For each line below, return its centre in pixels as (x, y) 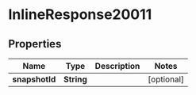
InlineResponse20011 (80, 15)
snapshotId (34, 79)
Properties (35, 44)
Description (117, 66)
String (75, 79)
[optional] (166, 79)
